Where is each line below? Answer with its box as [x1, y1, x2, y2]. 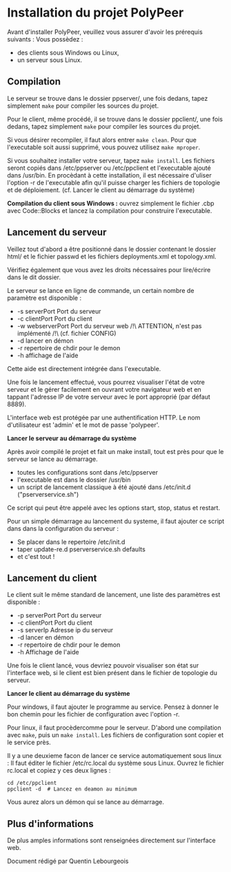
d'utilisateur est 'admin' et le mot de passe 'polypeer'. [7, 420, 160, 429]
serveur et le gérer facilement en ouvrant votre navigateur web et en [7, 385, 201, 393]
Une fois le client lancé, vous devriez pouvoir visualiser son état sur [7, 661, 199, 670]
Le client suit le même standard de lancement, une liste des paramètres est [7, 591, 221, 599]
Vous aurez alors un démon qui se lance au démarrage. [7, 798, 164, 806]
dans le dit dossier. [7, 273, 61, 281]
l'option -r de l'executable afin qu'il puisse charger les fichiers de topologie [7, 178, 221, 187]
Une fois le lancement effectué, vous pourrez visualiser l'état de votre [7, 378, 205, 386]
